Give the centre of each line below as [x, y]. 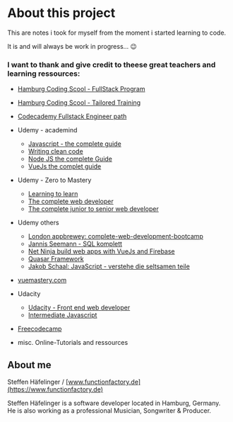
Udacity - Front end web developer [79, 308]
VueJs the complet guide [65, 166]
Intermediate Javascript [62, 315]
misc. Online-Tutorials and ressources [73, 343]
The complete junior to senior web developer [93, 209]
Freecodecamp [40, 329]
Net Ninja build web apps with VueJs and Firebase [101, 251]
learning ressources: [44, 74]
